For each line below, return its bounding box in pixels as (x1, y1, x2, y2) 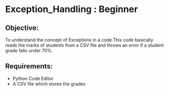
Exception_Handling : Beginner (5, 4, 138, 15)
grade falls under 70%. (5, 48, 53, 53)
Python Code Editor (12, 75, 54, 81)
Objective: (5, 24, 39, 32)
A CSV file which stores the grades (12, 80, 86, 86)
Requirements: (5, 62, 53, 71)
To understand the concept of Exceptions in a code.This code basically (5, 37, 153, 43)
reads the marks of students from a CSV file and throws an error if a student (5, 42, 164, 48)
